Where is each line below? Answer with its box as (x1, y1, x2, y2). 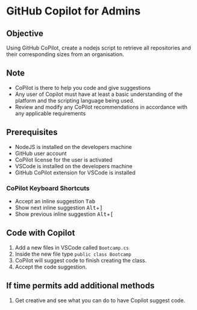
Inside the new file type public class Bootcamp (14, 250, 131, 258)
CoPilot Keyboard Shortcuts (6, 184, 90, 192)
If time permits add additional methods (6, 280, 155, 291)
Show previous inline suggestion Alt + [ (14, 210, 114, 218)
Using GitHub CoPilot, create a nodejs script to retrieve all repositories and (6, 44, 192, 51)
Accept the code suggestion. (14, 263, 87, 270)
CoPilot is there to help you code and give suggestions (14, 84, 151, 91)
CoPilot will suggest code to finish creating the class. (14, 256, 147, 264)
